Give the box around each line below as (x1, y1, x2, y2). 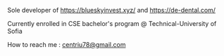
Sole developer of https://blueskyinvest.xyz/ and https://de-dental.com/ (7, 6, 216, 14)
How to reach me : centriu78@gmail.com (7, 41, 126, 48)
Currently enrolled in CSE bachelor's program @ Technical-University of (7, 20, 217, 27)
